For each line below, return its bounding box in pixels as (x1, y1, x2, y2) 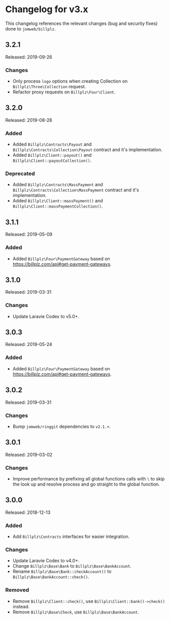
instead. (12, 603, 30, 609)
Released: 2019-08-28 (5, 117, 52, 123)
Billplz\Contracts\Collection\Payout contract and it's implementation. (12, 147, 162, 153)
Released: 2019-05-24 (5, 341, 52, 348)
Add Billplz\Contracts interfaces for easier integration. (12, 534, 130, 540)
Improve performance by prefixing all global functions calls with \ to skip (12, 476, 165, 481)
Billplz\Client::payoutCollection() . (12, 157, 92, 163)
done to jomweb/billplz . (5, 25, 56, 31)
